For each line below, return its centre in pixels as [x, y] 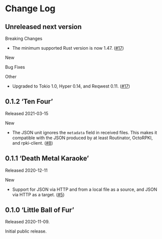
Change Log [30, 9]
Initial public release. [26, 231]
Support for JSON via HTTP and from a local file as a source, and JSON [85, 189]
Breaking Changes [24, 38]
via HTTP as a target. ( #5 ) [38, 194]
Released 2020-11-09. [27, 222]
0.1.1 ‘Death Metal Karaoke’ [47, 159]
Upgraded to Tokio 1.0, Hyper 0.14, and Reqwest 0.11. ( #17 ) [71, 86]
